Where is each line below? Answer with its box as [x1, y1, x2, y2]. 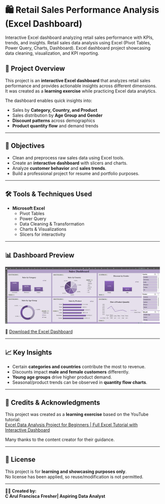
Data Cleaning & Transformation [19, 221, 84, 227]
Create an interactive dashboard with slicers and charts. [12, 160, 128, 166]
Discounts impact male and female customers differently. [12, 369, 130, 375]
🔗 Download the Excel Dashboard [5, 329, 73, 335]
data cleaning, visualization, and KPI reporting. [5, 50, 99, 56]
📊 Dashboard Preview [5, 251, 75, 259]
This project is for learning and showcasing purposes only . [5, 469, 127, 474]
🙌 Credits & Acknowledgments [5, 398, 101, 407]
